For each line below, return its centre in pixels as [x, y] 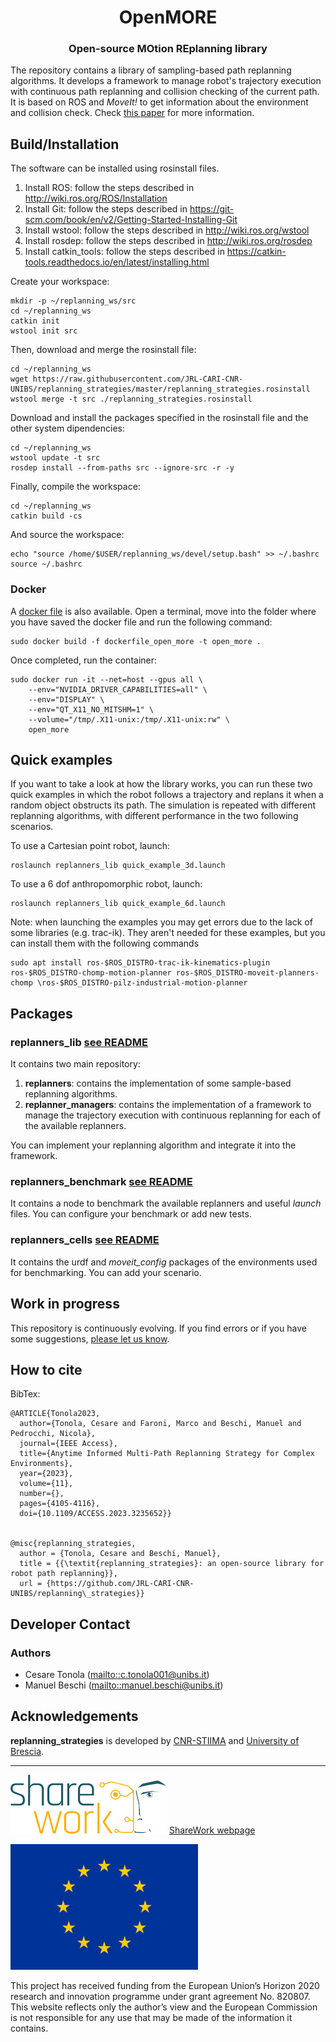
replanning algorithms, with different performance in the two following [154, 816]
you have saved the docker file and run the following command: [141, 622]
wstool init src [44, 331]
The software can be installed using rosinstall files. [115, 168]
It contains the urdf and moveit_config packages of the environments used [164, 1262]
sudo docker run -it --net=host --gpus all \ [106, 679]
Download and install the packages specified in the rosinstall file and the [159, 418]
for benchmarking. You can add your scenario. [106, 1272]
